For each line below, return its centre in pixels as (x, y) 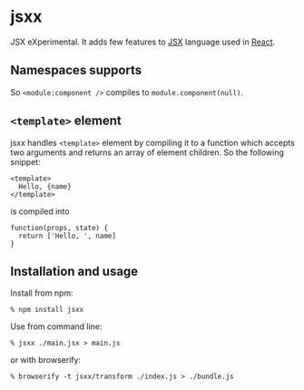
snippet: (25, 161)
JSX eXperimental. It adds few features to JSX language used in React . (143, 42)
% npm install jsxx (47, 310)
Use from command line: (56, 327)
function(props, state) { (59, 228)
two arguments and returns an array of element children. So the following (147, 152)
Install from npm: (42, 293)
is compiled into (40, 211)
